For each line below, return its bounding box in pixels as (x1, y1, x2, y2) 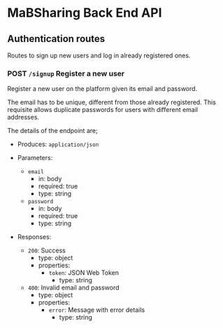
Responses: (17, 233, 52, 241)
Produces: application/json (17, 140, 99, 148)
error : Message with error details (48, 306, 145, 314)
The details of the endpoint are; (7, 127, 98, 135)
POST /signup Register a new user (7, 69, 125, 78)
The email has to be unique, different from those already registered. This (7, 98, 217, 106)
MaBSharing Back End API (7, 5, 162, 21)
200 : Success (27, 246, 66, 255)
